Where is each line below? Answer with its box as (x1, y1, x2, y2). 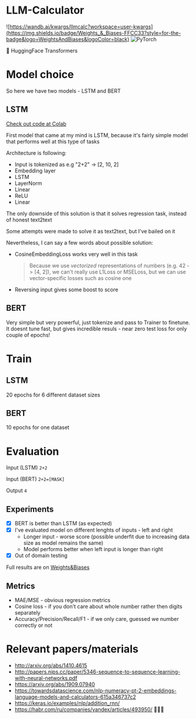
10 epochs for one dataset (6, 424, 69, 431)
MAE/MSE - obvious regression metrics (14, 597, 111, 604)
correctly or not (14, 622, 53, 629)
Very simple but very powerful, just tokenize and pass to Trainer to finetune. (6, 318, 190, 326)
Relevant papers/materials (6, 642, 139, 656)
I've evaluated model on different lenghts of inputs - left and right (14, 526, 173, 533)
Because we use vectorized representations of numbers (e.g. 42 (29, 262, 186, 269)
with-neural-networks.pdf (14, 675, 78, 681)
